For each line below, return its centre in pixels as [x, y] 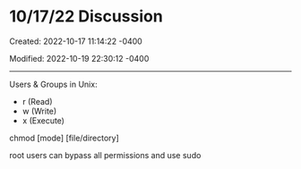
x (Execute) [43, 120]
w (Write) [39, 111]
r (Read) [37, 101]
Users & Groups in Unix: [53, 84]
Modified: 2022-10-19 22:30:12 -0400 [79, 58]
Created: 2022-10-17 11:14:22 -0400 [76, 41]
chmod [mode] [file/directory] [64, 138]
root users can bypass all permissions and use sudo [105, 155]
